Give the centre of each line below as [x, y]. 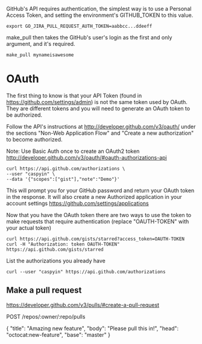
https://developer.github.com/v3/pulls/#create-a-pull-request [83, 305]
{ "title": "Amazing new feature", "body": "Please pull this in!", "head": [93, 328]
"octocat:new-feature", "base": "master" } [58, 334]
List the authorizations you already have [56, 261]
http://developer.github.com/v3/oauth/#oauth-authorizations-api [87, 157]
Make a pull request [44, 290]
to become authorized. [34, 139]
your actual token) [29, 228]
